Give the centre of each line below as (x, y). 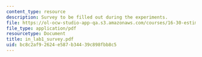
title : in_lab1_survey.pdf (40, 39)
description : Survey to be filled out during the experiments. (87, 17)
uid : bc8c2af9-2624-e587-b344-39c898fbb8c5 (62, 45)
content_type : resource (36, 12)
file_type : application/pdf (41, 28)
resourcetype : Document (36, 34)
